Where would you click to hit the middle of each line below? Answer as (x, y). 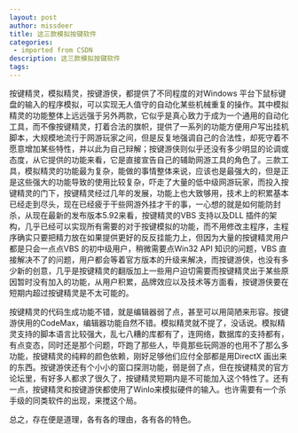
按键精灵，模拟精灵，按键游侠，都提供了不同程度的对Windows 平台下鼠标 (144, 93)
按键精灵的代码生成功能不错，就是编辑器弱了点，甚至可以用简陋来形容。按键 (149, 311)
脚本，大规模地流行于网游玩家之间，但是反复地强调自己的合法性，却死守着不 (149, 138)
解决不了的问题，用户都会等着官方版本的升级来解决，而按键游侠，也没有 (149, 259)
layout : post (33, 17)
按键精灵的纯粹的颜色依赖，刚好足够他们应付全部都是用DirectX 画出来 (160, 356)
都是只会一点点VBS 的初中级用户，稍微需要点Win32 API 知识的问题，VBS (143, 248)
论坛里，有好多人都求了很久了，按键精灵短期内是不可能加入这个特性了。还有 (149, 378)
